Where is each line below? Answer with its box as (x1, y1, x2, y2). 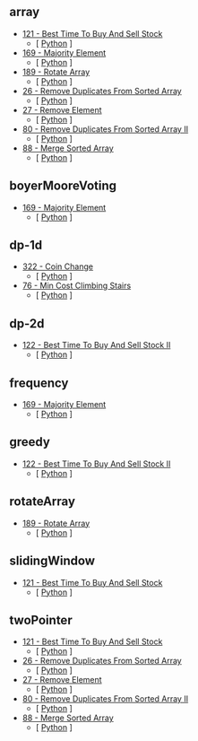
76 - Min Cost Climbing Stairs (22, 280, 132, 292)
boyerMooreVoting (9, 179, 116, 194)
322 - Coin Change (22, 261, 94, 272)
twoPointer (9, 612, 73, 628)
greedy (9, 434, 51, 449)
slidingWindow (9, 554, 96, 569)
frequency (9, 375, 69, 390)
